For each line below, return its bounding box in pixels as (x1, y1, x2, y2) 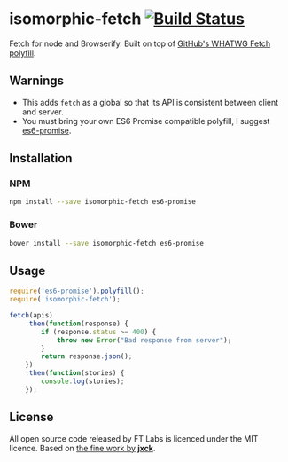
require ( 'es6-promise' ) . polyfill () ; (9, 286, 144, 296)
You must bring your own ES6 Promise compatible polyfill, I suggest (21, 115, 270, 126)
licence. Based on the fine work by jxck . (9, 442, 156, 453)
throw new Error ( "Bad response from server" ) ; (56, 335, 232, 345)
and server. (21, 106, 64, 117)
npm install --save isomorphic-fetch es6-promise (9, 198, 197, 207)
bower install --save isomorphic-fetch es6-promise (9, 239, 204, 247)
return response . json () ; (41, 352, 133, 361)
